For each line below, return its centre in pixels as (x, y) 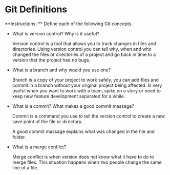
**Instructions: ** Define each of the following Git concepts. (69, 24)
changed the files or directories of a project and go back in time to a (84, 54)
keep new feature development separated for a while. (69, 96)
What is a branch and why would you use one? (61, 70)
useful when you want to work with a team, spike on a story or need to (86, 90)
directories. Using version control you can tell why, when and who (82, 49)
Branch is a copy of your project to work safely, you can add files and (86, 80)
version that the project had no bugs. (51, 60)
